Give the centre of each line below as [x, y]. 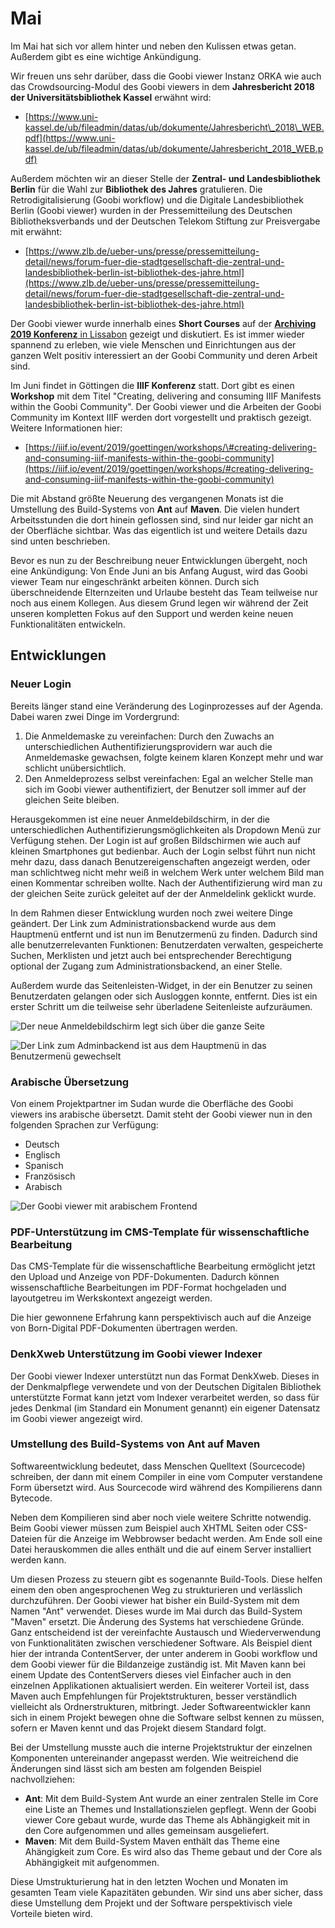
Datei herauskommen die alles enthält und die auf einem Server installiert [161, 1549]
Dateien [26, 1538]
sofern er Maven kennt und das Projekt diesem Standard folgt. [138, 1728]
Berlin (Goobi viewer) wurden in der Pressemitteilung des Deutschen [151, 210]
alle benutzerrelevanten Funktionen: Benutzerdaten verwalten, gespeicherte [167, 944]
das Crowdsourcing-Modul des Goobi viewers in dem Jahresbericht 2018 [162, 86]
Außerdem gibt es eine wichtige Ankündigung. [106, 56]
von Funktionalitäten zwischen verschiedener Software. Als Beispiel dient [161, 1643]
